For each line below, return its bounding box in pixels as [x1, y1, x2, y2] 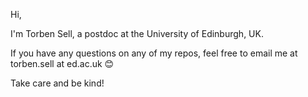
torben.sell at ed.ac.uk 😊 [10, 58, 115, 69]
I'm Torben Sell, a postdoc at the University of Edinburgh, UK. [10, 28, 264, 39]
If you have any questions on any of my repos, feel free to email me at [10, 47, 298, 59]
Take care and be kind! [10, 77, 105, 89]
